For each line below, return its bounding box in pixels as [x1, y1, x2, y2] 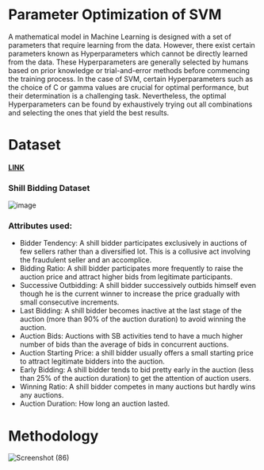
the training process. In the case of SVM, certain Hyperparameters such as [8, 74, 254, 84]
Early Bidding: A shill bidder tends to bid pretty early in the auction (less [19, 365, 254, 375]
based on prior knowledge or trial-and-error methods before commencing [8, 65, 250, 75]
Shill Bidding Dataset [8, 182, 90, 193]
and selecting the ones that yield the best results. [8, 107, 170, 117]
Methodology [8, 427, 99, 445]
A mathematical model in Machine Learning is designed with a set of [8, 32, 231, 41]
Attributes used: [8, 220, 73, 231]
